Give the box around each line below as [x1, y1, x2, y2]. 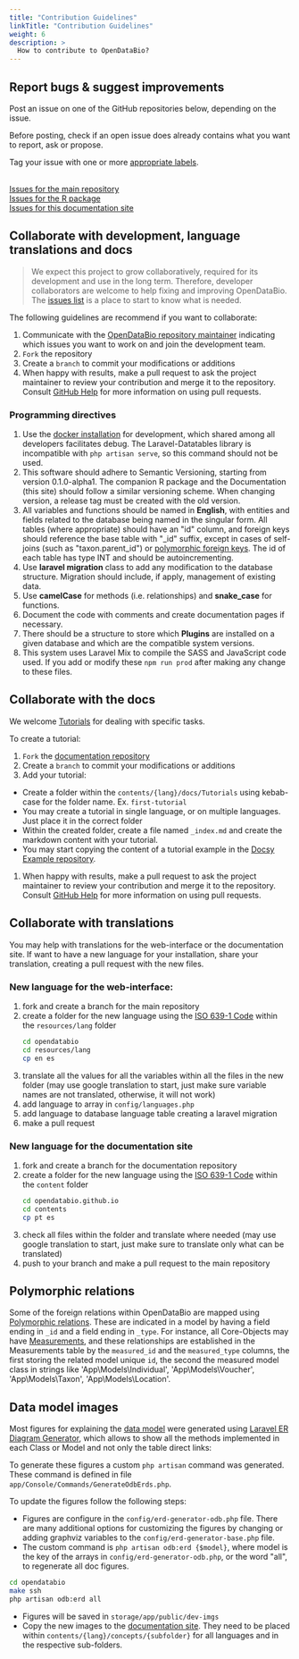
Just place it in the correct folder [21, 815, 143, 826]
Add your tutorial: [21, 770, 87, 780]
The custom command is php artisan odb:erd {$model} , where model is [21, 1542, 288, 1553]
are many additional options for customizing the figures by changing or [21, 1523, 284, 1534]
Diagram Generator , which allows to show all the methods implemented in [9, 1433, 279, 1444]
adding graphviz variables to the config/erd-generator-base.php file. [21, 1532, 275, 1543]
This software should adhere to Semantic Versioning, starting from [21, 467, 268, 478]
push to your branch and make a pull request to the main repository [21, 1258, 270, 1268]
